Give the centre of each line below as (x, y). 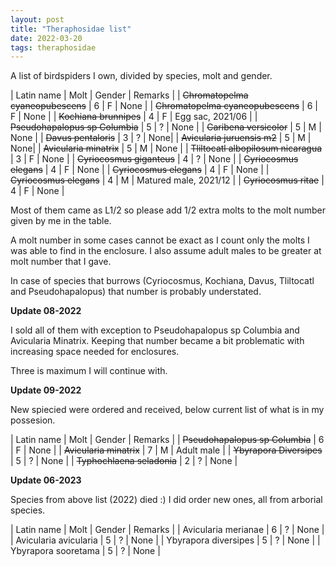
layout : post (37, 19)
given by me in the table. (61, 221)
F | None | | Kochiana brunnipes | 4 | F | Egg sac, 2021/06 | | (134, 117)
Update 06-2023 (46, 480)
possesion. (33, 420)
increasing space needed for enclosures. (95, 352)
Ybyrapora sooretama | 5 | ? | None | (85, 551)
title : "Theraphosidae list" (71, 29)
